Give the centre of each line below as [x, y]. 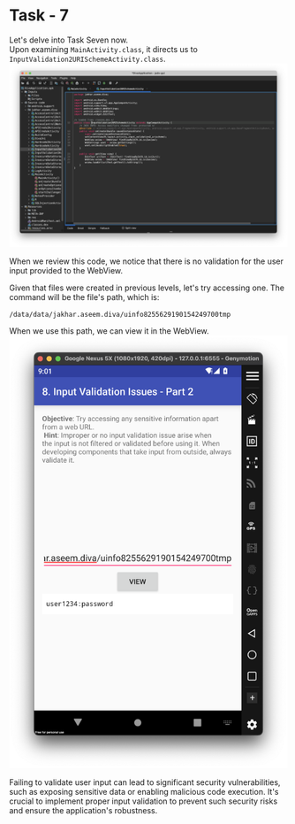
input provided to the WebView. [66, 270]
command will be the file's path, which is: [84, 296]
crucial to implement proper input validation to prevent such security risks [144, 801]
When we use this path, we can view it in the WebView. [109, 331]
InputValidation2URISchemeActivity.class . [87, 58]
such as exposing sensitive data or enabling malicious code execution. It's [144, 791]
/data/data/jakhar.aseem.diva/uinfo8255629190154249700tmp [120, 314]
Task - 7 [39, 15]
